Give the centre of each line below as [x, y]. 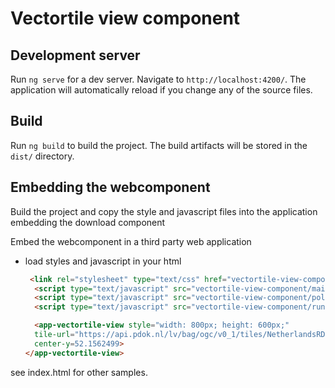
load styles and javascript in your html [103, 261]
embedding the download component [88, 222]
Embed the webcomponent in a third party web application [131, 241]
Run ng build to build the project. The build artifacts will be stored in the [159, 145]
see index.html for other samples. [79, 372]
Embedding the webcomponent [110, 187]
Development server [75, 55]
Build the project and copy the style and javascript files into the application [164, 211]
